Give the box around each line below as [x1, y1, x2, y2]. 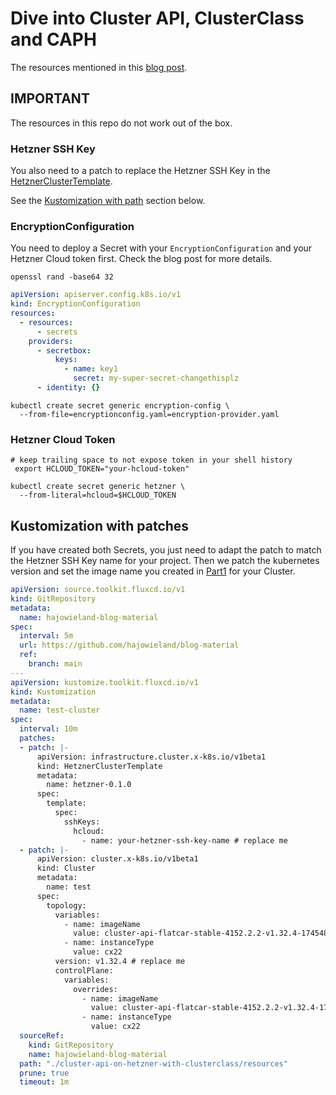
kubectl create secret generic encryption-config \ [10, 400, 230, 411]
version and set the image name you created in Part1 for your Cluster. [10, 565, 296, 577]
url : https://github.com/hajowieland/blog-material [19, 640, 240, 651]
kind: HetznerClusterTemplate [36, 761, 163, 771]
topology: [46, 900, 87, 911]
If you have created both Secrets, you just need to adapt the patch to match [10, 544, 322, 556]
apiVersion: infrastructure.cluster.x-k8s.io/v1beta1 [36, 752, 267, 762]
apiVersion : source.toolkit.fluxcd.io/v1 [10, 585, 186, 595]
